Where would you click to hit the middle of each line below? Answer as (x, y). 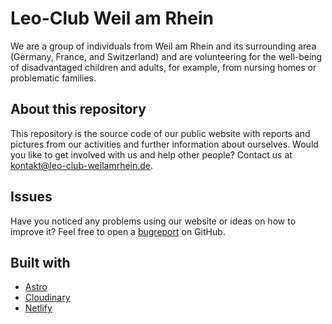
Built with (40, 262)
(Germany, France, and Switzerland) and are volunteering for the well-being (166, 56)
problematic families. (53, 78)
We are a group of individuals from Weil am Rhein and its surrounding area (163, 46)
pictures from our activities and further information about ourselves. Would (164, 144)
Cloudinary (47, 298)
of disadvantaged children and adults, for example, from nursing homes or (163, 67)
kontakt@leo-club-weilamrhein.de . (82, 165)
